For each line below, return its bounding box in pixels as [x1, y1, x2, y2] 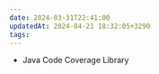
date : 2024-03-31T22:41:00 [9, 13, 110, 23]
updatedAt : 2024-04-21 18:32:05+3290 [9, 22, 151, 31]
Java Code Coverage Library [22, 55, 129, 66]
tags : [9, 30, 30, 39]
